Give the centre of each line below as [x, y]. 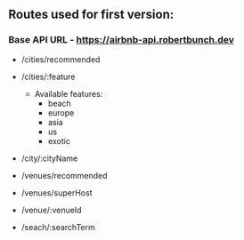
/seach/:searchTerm [58, 227]
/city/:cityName [49, 158]
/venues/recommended [64, 175]
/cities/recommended [61, 59]
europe [61, 112]
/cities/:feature [48, 76]
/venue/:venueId [51, 210]
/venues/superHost [57, 192]
